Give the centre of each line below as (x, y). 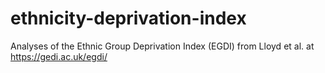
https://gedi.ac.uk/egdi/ (59, 56)
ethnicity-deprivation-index (128, 18)
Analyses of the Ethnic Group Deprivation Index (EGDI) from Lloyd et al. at (162, 46)
